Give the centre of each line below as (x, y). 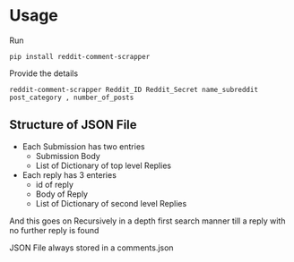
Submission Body (68, 156)
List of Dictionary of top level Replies (104, 165)
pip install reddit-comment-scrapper (80, 56)
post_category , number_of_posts (72, 97)
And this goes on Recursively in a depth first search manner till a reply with (147, 221)
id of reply (55, 184)
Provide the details (44, 73)
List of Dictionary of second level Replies (111, 203)
